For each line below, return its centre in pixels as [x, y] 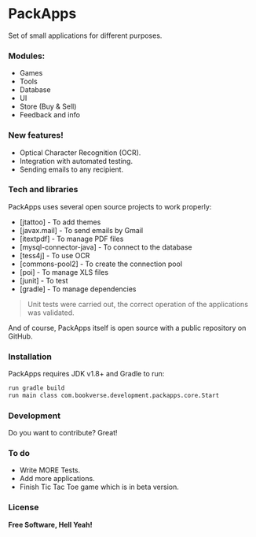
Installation [30, 357]
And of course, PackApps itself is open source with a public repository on [127, 328]
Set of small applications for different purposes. [85, 35]
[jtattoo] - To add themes [60, 222]
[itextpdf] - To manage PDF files [71, 239]
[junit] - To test [44, 280]
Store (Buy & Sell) [48, 106]
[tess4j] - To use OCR [55, 255]
